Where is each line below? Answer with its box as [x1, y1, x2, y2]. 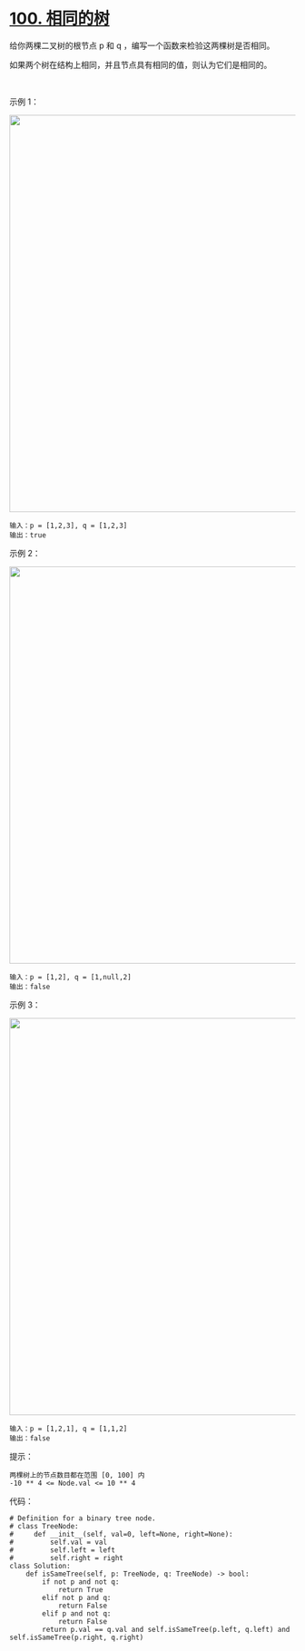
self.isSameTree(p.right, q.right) [9, 1633, 144, 1642]
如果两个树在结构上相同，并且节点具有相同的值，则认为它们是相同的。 [9, 59, 272, 70]
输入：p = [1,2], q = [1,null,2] [9, 972, 132, 981]
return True [57, 1585, 103, 1594]
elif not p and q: [42, 1593, 112, 1602]
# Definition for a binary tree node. [9, 1513, 156, 1523]
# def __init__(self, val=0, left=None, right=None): [9, 1529, 233, 1538]
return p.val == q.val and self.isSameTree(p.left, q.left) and [42, 1625, 290, 1634]
